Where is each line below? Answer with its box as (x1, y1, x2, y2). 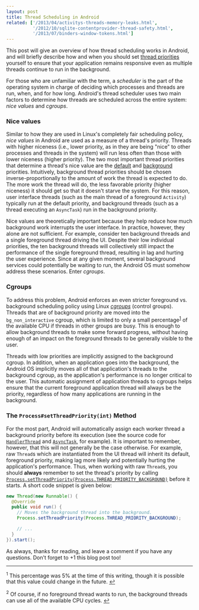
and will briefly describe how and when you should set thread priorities (6, 53, 179, 60)
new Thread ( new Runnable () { (6, 493, 78, 499)
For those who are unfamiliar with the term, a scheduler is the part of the (6, 78, 183, 85)
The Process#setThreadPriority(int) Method (6, 412, 137, 420)
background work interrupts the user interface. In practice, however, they (6, 224, 185, 231)
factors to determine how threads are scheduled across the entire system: (6, 96, 187, 104)
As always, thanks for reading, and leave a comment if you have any (6, 547, 173, 554)
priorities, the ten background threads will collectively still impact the (6, 243, 174, 250)
